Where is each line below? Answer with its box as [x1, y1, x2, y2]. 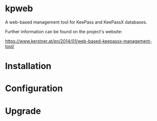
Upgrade [5, 105, 41, 117]
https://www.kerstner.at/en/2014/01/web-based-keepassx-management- [5, 38, 152, 44]
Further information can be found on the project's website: [5, 28, 123, 34]
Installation [5, 61, 52, 72]
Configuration [5, 83, 63, 94]
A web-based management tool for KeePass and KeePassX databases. [5, 19, 147, 25]
